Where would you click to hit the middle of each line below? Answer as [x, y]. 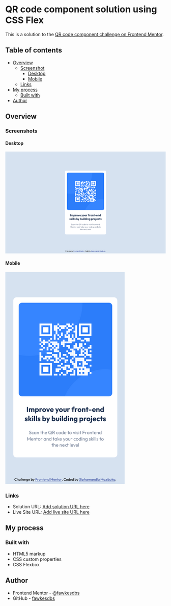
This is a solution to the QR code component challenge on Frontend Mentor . [84, 34]
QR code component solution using [81, 9]
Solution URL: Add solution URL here [51, 507]
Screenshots [21, 131]
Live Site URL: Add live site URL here [51, 512]
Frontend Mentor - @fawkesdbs [46, 593]
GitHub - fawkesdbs [34, 598]
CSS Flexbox [26, 564]
